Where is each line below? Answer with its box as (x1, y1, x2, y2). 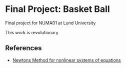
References (5, 44, 42, 53)
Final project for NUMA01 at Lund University (5, 20, 96, 26)
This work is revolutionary (5, 29, 58, 35)
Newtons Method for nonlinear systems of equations (12, 57, 121, 63)
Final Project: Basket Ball (5, 3, 110, 15)
